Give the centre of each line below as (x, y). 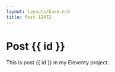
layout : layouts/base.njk (38, 12)
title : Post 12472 (29, 17)
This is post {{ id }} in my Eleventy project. (58, 63)
